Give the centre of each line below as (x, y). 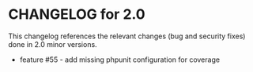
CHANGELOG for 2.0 (77, 14)
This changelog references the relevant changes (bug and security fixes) (127, 36)
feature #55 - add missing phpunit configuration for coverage (119, 59)
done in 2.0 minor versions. (53, 44)
